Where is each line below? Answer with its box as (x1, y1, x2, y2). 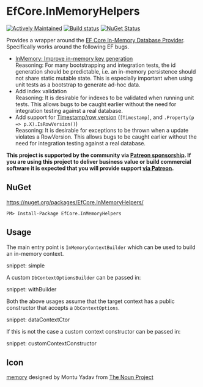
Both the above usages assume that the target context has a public (6, 297, 175, 305)
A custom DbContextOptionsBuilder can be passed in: (6, 274, 141, 281)
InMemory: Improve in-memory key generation (15, 55, 133, 62)
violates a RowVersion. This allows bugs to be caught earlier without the (15, 133, 197, 140)
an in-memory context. (6, 250, 64, 257)
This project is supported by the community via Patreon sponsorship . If (6, 151, 191, 159)
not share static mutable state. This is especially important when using (15, 74, 193, 82)
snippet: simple (6, 262, 45, 269)
